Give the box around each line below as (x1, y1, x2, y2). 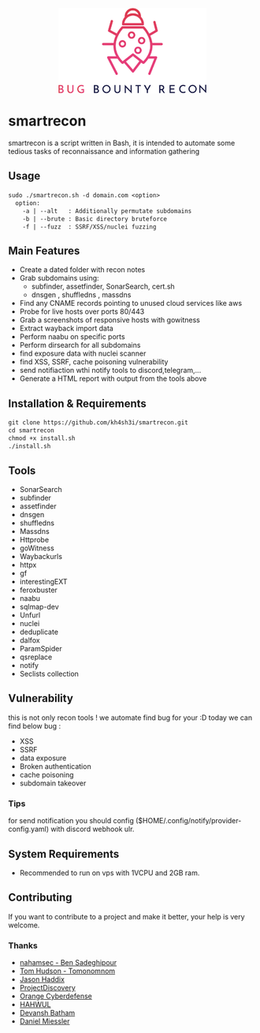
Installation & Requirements (8, 397, 147, 410)
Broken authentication (19, 761, 92, 771)
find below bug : (8, 721, 61, 730)
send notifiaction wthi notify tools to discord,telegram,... (19, 366, 202, 375)
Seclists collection (19, 669, 79, 679)
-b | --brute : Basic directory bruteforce (22, 214, 168, 223)
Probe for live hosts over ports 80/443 (19, 307, 145, 316)
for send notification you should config (8, 816, 134, 826)
